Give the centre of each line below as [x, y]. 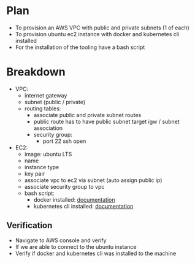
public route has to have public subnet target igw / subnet [106, 121]
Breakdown [36, 72]
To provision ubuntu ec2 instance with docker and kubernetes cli [97, 34]
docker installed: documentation [74, 199]
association [48, 128]
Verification [29, 225]
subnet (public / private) [55, 102]
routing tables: [43, 109]
